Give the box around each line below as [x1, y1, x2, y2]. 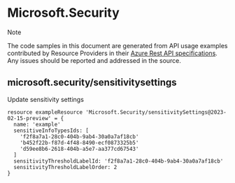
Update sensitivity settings [7, 95, 84, 103]
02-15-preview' [7, 115, 52, 122]
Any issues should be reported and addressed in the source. [7, 56, 182, 64]
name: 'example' [13, 121, 61, 128]
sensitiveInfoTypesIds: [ [13, 127, 90, 134]
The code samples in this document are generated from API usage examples [7, 41, 228, 50]
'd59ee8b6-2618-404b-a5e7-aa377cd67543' [20, 145, 139, 152]
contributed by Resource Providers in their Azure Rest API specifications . [7, 49, 218, 57]
